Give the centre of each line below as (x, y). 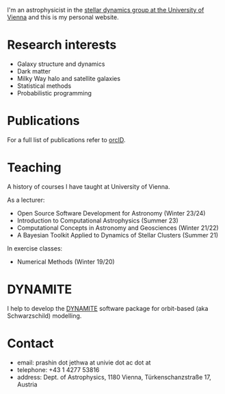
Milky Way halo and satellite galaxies (69, 78)
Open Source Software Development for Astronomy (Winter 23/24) (111, 213)
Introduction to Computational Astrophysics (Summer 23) (98, 220)
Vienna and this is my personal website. (63, 17)
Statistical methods (44, 86)
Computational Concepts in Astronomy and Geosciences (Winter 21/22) (118, 228)
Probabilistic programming (54, 93)
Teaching (34, 168)
